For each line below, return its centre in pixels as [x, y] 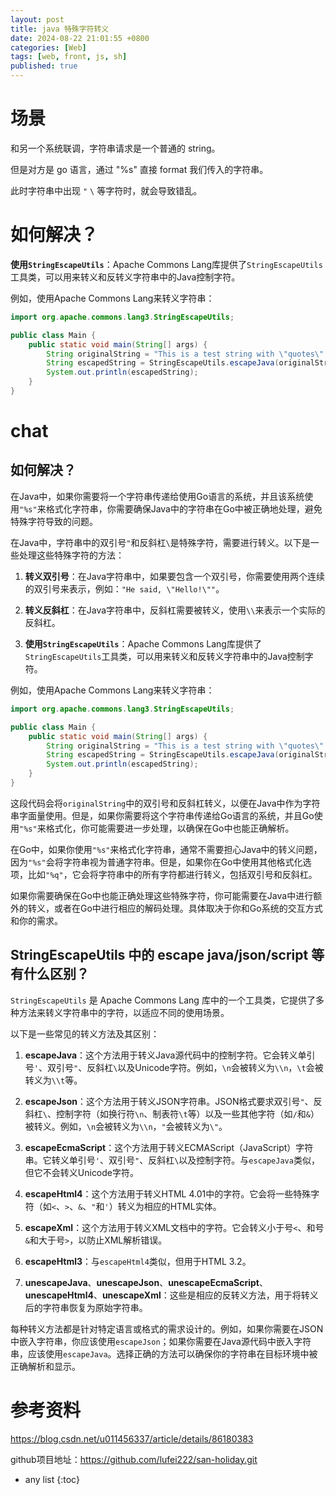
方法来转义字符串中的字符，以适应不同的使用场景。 [124, 1012]
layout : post [37, 19]
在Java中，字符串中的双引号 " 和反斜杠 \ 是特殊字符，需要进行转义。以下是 [160, 542]
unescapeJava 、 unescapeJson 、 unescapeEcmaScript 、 [146, 1282]
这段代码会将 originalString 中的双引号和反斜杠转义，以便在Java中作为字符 [165, 803]
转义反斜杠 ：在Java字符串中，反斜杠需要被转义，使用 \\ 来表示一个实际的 [175, 610]
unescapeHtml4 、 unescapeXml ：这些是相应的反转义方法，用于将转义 [171, 1295]
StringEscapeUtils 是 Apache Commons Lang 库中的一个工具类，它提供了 [163, 1000]
